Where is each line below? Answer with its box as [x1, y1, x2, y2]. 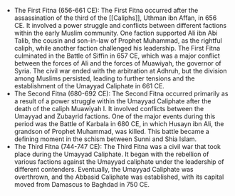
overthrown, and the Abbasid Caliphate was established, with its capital [14, 172, 224, 181]
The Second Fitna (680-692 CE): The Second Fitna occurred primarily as [14, 89, 229, 98]
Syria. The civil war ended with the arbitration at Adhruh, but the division [14, 67, 227, 75]
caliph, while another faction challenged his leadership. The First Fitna [14, 44, 221, 52]
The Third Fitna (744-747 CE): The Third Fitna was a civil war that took [14, 143, 221, 150]
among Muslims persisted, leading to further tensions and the [14, 74, 195, 83]
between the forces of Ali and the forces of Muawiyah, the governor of [14, 59, 222, 67]
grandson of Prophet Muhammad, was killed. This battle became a [14, 128, 210, 135]
